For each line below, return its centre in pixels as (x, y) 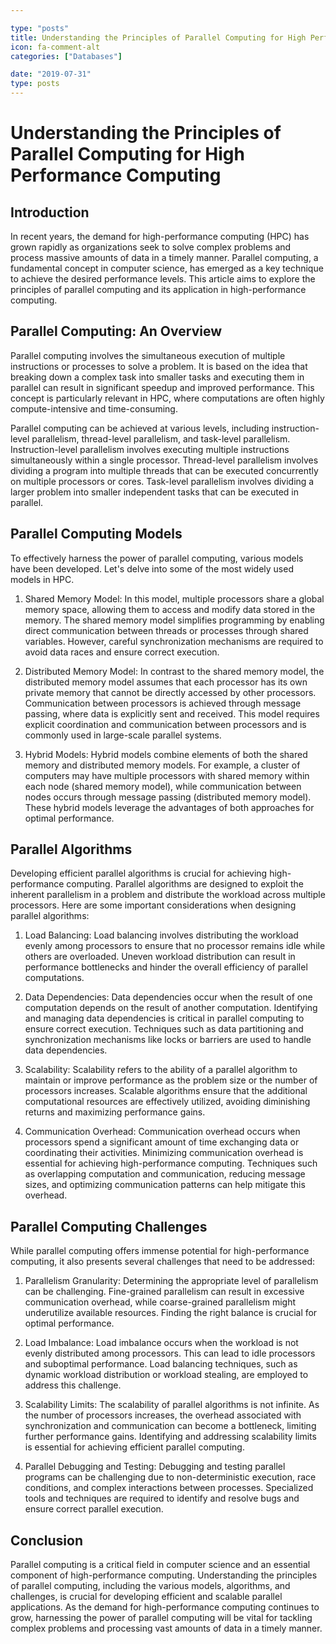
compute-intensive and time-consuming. (94, 408)
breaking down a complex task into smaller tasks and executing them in (157, 377)
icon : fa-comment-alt (55, 47)
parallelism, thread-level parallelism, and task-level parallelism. (161, 438)
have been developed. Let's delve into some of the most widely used (152, 568)
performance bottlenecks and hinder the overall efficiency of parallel (166, 967)
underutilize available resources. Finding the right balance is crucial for (171, 1313)
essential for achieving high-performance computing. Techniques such (171, 1163)
